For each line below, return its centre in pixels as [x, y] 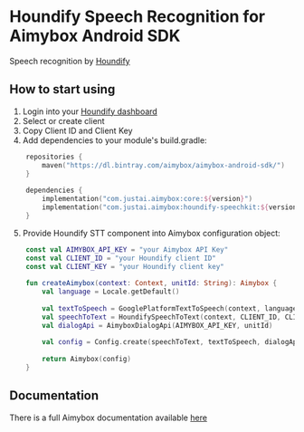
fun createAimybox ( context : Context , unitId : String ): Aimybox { [152, 283]
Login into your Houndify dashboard [90, 111]
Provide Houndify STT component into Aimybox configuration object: [151, 233]
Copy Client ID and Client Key [77, 130]
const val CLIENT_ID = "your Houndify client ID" [121, 258]
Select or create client [64, 120]
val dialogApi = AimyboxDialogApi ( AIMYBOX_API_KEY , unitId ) [157, 325]
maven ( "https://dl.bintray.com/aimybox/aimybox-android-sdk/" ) [163, 165]
